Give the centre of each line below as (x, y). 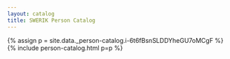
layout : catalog (31, 14)
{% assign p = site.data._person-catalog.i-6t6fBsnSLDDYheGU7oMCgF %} (116, 40)
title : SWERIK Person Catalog (52, 20)
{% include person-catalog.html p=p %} (65, 48)
